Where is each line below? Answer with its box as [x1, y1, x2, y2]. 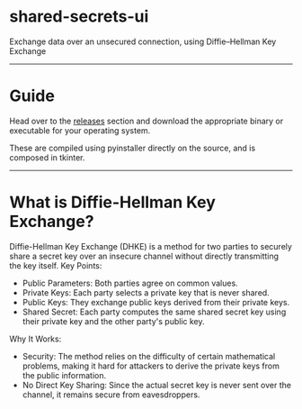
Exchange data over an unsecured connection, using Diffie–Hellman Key [9, 36, 277, 47]
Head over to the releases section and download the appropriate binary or [9, 115, 284, 126]
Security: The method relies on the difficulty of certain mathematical [22, 350, 276, 361]
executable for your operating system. [9, 124, 151, 136]
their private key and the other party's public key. [22, 315, 205, 326]
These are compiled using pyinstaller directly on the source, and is [9, 142, 256, 153]
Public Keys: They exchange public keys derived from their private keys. [22, 296, 290, 307]
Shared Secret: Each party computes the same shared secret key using [22, 306, 287, 317]
